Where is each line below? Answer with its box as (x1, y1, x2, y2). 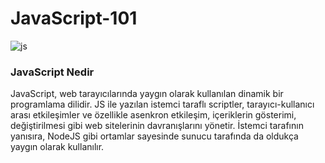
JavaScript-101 (10, 7, 138, 30)
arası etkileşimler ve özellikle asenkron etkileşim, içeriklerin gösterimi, (10, 109, 297, 121)
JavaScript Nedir (10, 65, 95, 79)
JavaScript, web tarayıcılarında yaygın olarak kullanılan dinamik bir (10, 88, 284, 100)
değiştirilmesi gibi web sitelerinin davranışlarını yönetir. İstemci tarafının (10, 120, 304, 132)
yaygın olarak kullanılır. (10, 141, 105, 153)
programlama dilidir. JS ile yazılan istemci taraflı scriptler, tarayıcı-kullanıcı (10, 98, 315, 111)
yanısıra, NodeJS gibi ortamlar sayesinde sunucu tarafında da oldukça (10, 130, 299, 142)
